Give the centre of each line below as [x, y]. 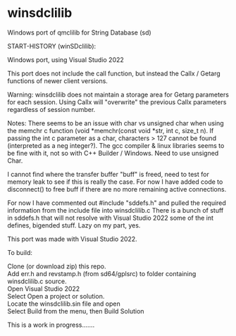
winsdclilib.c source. [37, 281]
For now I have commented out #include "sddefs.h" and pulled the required [117, 203]
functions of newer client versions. [57, 81]
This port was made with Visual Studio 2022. [72, 239]
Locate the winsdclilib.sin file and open [64, 304]
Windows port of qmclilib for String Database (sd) [79, 32]
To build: [20, 252]
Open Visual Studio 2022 [44, 288]
